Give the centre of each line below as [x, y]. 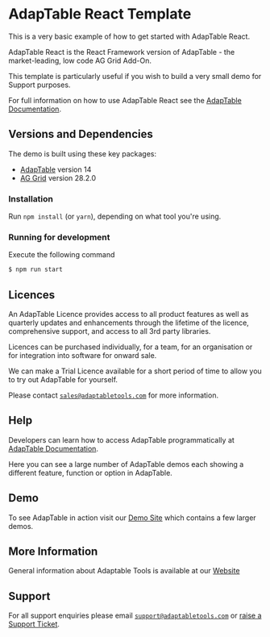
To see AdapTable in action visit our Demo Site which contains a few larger [132, 518]
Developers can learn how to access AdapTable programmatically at [122, 439]
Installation [31, 198]
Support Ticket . [34, 624]
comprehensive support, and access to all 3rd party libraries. [110, 331]
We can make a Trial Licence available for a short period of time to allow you [135, 371]
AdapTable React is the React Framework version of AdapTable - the [122, 52]
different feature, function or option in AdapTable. [91, 473]
